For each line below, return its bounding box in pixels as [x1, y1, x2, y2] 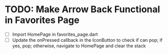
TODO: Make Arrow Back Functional [5, 4, 160, 15]
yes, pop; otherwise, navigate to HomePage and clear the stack [12, 43, 146, 49]
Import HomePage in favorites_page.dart [12, 31, 98, 37]
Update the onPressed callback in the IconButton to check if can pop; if [12, 37, 163, 43]
